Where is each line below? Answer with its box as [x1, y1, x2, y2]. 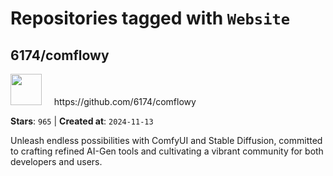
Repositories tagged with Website [10, 7, 291, 30]
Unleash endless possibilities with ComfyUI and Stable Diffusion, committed [10, 135, 323, 146]
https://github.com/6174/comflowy [53, 96, 197, 107]
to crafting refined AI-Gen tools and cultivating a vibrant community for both [10, 145, 324, 157]
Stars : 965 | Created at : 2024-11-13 [10, 115, 154, 127]
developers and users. [10, 156, 103, 167]
